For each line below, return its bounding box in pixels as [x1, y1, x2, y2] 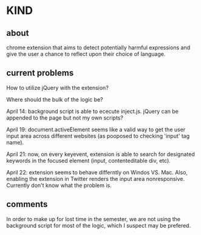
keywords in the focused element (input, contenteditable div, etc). [6, 157, 171, 164]
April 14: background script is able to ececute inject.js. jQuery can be [6, 107, 179, 115]
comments [6, 199, 48, 209]
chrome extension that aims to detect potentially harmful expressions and [6, 44, 190, 51]
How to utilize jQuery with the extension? [6, 84, 109, 91]
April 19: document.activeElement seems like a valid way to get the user [6, 126, 186, 133]
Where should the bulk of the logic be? [6, 95, 103, 103]
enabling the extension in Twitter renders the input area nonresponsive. [6, 175, 185, 182]
